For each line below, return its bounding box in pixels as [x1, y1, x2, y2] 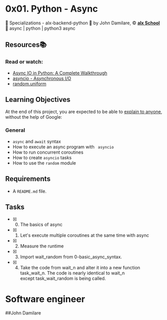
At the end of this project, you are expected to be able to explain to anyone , [5, 109, 162, 115]
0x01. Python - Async [5, 3, 98, 15]
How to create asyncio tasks [12, 154, 72, 160]
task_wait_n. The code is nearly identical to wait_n [20, 270, 125, 276]
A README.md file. [12, 188, 47, 194]
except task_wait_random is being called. [20, 275, 106, 281]
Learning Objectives [5, 95, 71, 104]
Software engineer [5, 293, 85, 305]
